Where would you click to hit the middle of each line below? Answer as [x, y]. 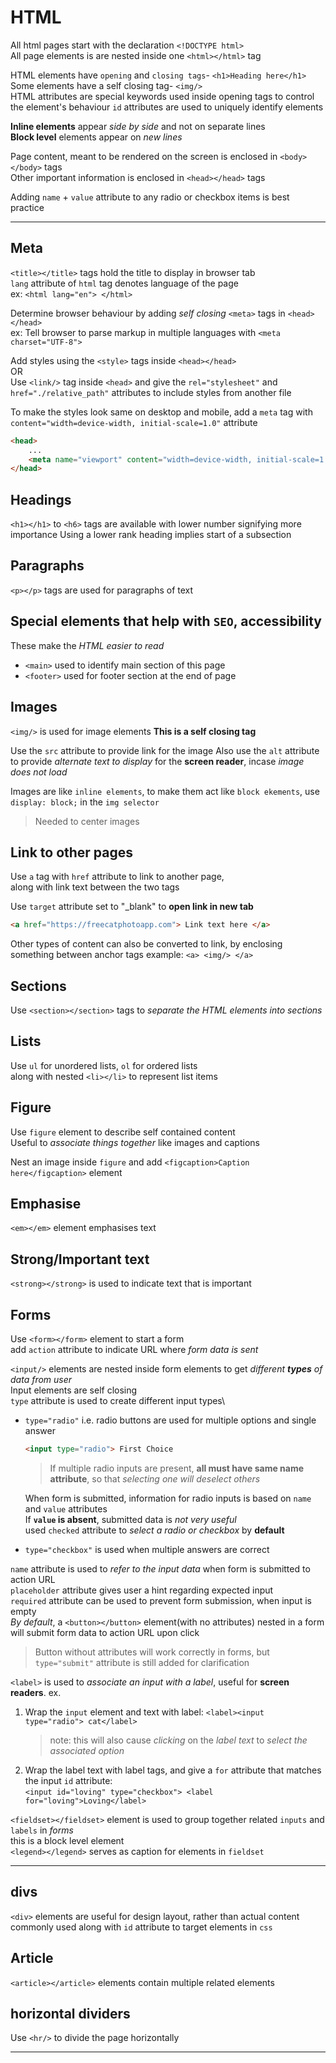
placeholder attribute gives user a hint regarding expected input [142, 1590]
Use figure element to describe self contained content [123, 1132]
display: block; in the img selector [85, 802]
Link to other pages [72, 852]
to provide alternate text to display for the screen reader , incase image [157, 761]
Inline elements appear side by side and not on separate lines [138, 126]
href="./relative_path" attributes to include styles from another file [151, 392]
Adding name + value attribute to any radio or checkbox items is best [150, 197]
